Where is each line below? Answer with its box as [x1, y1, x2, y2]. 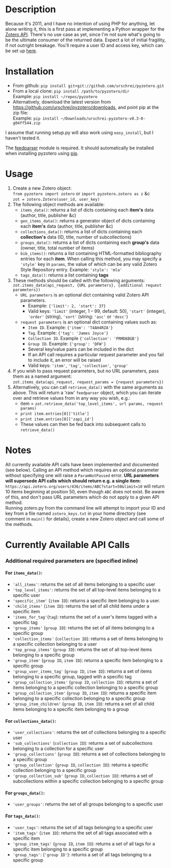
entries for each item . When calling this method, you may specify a [20, 256, 162, 262]
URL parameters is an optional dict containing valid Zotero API [20, 291, 149, 298]
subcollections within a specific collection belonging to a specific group [12, 778, 164, 784]
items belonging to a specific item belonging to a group [12, 706, 129, 713]
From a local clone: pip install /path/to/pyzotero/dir [12, 88, 130, 94]
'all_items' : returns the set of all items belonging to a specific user [12, 581, 156, 587]
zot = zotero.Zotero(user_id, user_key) [12, 197, 100, 202]
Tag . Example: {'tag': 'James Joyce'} [28, 330, 109, 336]
